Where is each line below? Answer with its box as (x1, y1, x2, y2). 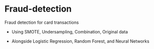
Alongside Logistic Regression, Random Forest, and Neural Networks (11, 38, 150, 44)
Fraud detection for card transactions (4, 19, 79, 25)
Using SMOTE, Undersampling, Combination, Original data (11, 29, 128, 34)
